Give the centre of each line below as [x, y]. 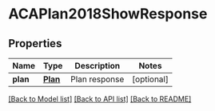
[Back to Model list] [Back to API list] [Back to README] [100, 99]
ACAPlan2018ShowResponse [108, 14]
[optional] [150, 79]
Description [98, 66]
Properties [35, 44]
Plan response [98, 79]
